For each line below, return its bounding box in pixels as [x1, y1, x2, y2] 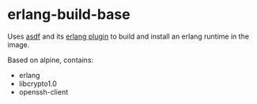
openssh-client [18, 87, 69, 96]
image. [7, 39, 30, 49]
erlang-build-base [7, 6, 131, 24]
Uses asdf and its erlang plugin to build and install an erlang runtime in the [7, 32, 250, 41]
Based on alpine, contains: [7, 55, 94, 65]
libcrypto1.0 [18, 79, 57, 88]
